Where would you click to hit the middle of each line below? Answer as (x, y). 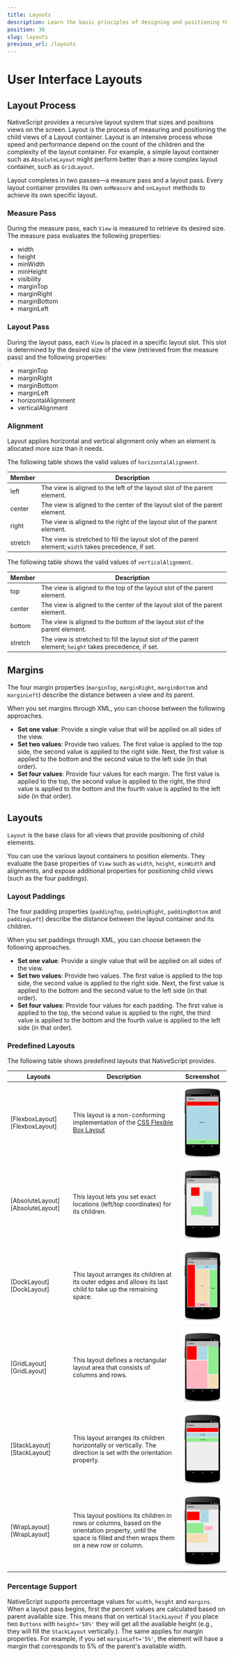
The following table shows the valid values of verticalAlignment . (100, 562)
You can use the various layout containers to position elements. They (106, 855)
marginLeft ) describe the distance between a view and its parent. (101, 695)
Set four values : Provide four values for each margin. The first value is (118, 774)
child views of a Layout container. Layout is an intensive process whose (110, 137)
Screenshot (202, 1076)
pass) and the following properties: (57, 357)
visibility (29, 279)
